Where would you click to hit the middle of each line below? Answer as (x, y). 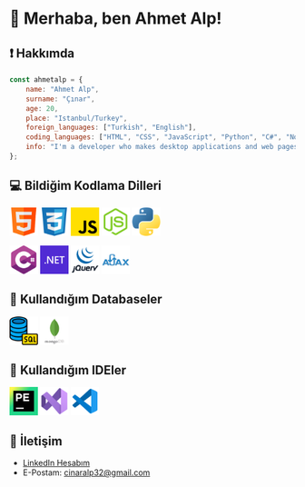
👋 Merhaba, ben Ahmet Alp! (116, 19)
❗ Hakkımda (42, 53)
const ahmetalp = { (46, 80)
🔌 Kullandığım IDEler (68, 370)
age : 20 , (42, 108)
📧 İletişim (36, 441)
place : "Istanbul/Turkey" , (77, 118)
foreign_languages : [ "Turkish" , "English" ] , (111, 128)
